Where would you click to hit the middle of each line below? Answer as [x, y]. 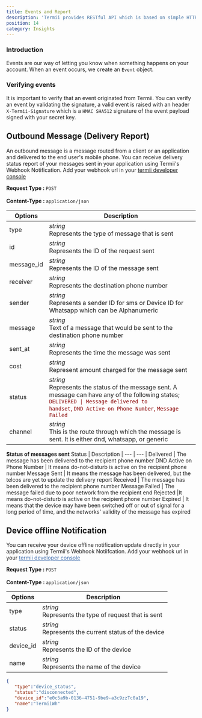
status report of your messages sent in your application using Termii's [93, 163]
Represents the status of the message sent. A [113, 387]
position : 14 [23, 23]
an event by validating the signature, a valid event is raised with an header [98, 104]
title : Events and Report [38, 12]
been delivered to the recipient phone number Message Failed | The [90, 486]
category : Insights [31, 29]
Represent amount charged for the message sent [118, 370]
